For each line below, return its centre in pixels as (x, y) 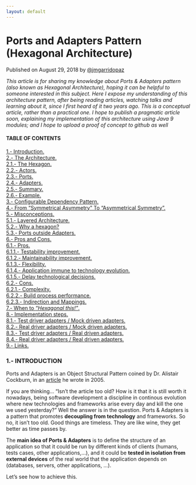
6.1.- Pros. (18, 245)
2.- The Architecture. (31, 157)
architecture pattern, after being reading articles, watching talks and (89, 100)
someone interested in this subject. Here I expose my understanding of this (97, 93)
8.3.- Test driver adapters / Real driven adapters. (65, 333)
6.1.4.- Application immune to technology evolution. (68, 270)
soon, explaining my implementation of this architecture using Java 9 (90, 118)
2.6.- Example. (24, 195)
